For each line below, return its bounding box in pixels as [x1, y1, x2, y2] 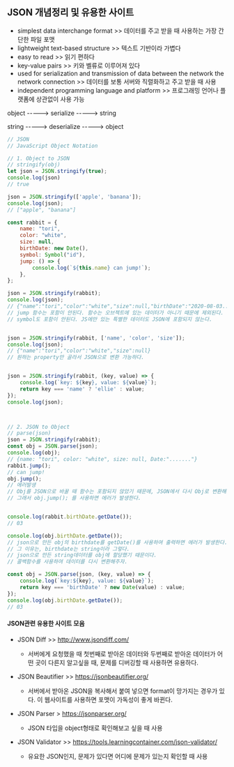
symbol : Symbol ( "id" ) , [19, 251, 86, 258]
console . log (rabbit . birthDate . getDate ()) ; [7, 513, 132, 521]
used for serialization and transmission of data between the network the [17, 69, 224, 77]
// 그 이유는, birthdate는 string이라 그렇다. [7, 545, 130, 552]
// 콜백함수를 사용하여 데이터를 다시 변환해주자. [7, 559, 128, 565]
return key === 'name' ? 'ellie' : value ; [19, 386, 145, 393]
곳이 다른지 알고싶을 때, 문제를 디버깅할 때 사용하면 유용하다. [35, 658, 198, 667]
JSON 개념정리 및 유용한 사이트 [7, 6, 134, 19]
